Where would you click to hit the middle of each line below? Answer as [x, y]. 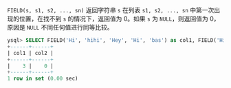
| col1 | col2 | [30, 53]
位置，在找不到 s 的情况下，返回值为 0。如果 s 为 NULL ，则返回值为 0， [119, 19]
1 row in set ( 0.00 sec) [43, 79]
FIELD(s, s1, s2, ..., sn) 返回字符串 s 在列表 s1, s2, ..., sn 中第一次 [111, 10]
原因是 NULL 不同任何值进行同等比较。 [60, 27]
